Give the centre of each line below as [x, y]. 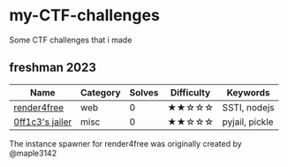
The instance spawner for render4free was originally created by [125, 143]
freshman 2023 [53, 68]
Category [100, 92]
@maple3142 [33, 153]
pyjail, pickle [248, 122]
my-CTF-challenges [85, 15]
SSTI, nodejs [249, 107]
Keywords [248, 92]
